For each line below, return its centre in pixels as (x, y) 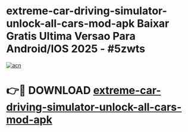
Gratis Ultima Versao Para (71, 36)
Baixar (153, 23)
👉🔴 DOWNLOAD (48, 91)
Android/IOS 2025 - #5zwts (76, 49)
